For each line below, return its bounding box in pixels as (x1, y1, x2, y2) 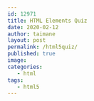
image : (7, 57, 27, 64)
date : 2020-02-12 (7, 23, 59, 31)
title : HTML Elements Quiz (7, 17, 88, 24)
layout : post (7, 37, 46, 44)
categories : (7, 63, 43, 70)
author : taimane (7, 30, 56, 38)
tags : (7, 76, 23, 84)
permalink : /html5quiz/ (7, 43, 78, 51)
